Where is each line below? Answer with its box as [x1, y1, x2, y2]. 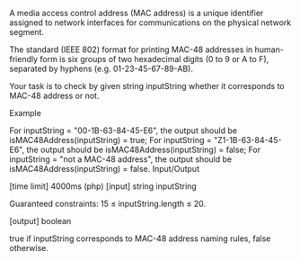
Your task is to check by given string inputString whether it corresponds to [9, 81, 285, 91]
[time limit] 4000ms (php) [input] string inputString [9, 181, 198, 192]
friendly [9, 54, 39, 64]
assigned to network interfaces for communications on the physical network [9, 17, 292, 28]
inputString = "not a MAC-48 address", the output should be [9, 154, 232, 165]
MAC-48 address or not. [9, 90, 100, 101]
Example [9, 108, 42, 118]
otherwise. [9, 243, 49, 253]
